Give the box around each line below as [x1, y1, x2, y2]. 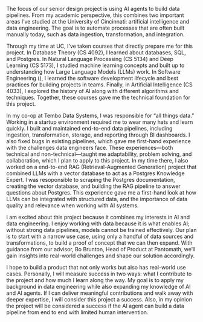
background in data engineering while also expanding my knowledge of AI [6, 283, 191, 290]
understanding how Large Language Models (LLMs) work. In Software [6, 68, 181, 75]
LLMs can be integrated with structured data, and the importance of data [6, 196, 188, 202]
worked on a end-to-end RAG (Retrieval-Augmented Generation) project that [6, 163, 197, 170]
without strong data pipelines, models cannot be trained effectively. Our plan [6, 227, 197, 233]
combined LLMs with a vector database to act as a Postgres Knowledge [6, 170, 185, 177]
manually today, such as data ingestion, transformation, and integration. [6, 31, 185, 38]
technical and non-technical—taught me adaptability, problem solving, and [6, 150, 192, 158]
